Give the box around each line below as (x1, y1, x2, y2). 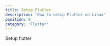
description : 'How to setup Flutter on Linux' (5, 12, 106, 17)
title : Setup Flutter (5, 7, 51, 13)
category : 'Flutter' (5, 21, 49, 27)
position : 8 (5, 17, 31, 22)
